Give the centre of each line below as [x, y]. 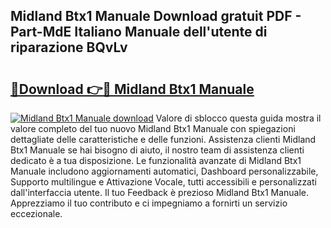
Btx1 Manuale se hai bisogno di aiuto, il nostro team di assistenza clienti [157, 150]
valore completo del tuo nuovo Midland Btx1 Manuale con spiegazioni [153, 128]
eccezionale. [36, 213]
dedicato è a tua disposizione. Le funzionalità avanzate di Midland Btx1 [156, 160]
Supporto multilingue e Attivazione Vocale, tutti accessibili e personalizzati [163, 182]
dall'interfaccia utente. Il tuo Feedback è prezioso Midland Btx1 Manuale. [160, 192]
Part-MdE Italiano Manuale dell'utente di [139, 32]
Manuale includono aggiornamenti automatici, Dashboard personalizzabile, [164, 171]
